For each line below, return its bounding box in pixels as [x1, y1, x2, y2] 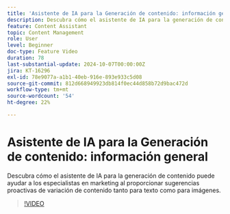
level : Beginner [7, 42, 53, 49]
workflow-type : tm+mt [7, 86, 69, 93]
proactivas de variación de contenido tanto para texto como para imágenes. [7, 186, 221, 194]
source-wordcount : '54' [7, 93, 75, 100]
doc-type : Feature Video [7, 49, 78, 55]
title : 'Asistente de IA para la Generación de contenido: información [7, 10, 216, 17]
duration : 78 [7, 55, 44, 62]
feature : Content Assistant [7, 23, 88, 29]
